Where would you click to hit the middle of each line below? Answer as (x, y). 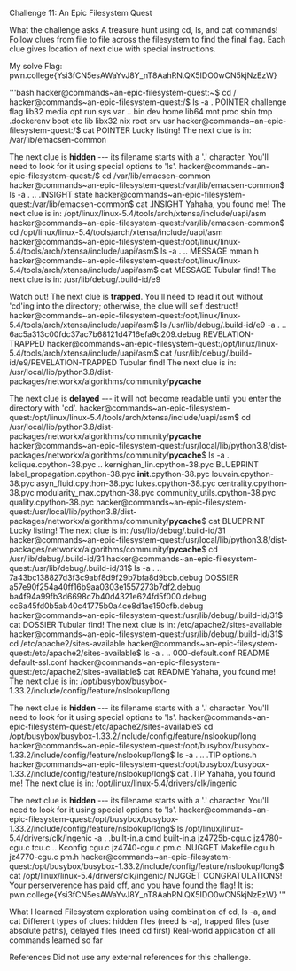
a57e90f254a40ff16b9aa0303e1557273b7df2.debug (105, 587)
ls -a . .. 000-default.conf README (206, 653)
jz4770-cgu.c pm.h (44, 857)
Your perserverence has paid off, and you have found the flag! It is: (131, 885)
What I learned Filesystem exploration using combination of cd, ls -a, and (143, 912)
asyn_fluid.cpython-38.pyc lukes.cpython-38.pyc (126, 483)
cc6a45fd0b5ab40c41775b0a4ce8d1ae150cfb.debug (106, 606)
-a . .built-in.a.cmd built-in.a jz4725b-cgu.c (173, 838)
